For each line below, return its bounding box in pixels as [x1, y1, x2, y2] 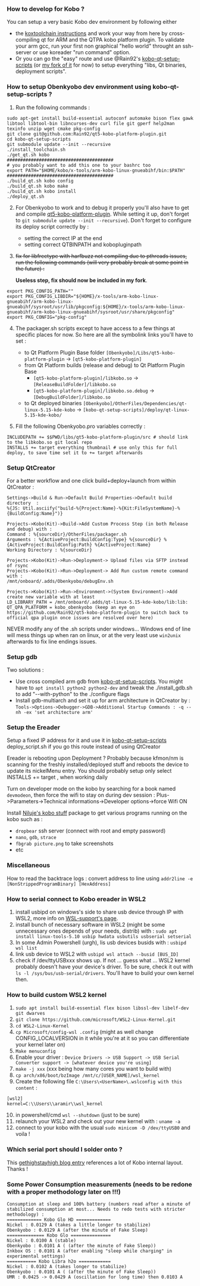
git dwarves [15, 1011, 45, 1017]
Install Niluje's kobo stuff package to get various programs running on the [7, 809, 187, 816]
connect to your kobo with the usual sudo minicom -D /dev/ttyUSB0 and [15, 1124, 191, 1131]
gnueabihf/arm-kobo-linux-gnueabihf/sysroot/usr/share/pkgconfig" [7, 309, 175, 315]
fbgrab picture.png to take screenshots [15, 840, 114, 847]
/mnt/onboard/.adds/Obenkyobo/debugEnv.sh [7, 578, 114, 584]
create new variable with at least [7, 594, 95, 600]
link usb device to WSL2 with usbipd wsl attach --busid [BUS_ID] [15, 950, 179, 958]
